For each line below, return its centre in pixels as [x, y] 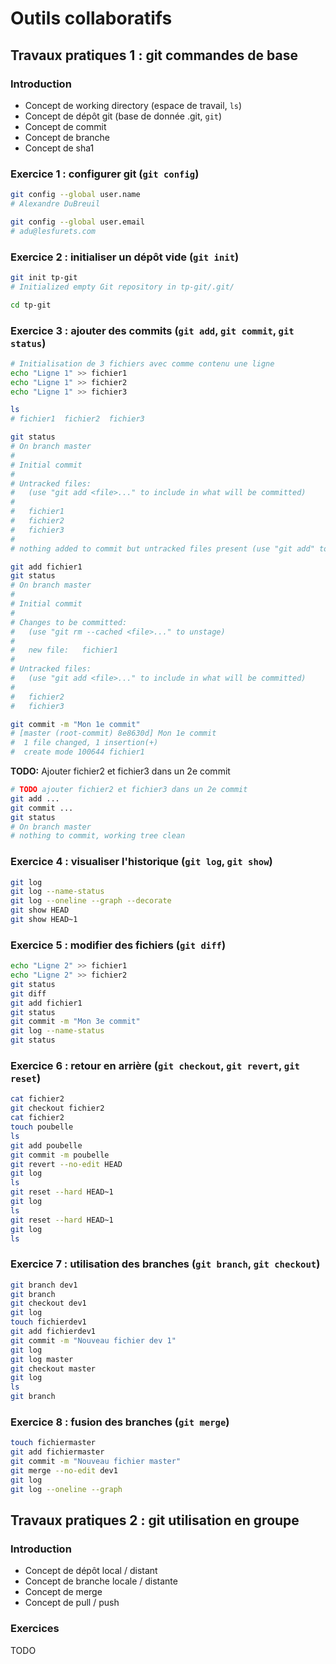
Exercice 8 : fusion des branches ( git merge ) [120, 1422]
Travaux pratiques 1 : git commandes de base [154, 55]
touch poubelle [42, 1127]
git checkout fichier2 [57, 1108]
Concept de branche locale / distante [101, 1581]
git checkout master [53, 1368]
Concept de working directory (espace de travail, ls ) [133, 105]
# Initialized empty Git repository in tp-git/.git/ [122, 287]
